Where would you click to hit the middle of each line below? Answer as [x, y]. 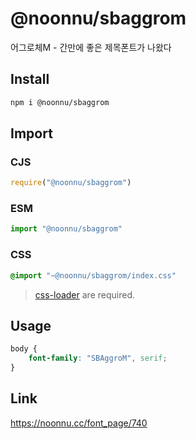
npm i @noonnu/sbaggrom [60, 102]
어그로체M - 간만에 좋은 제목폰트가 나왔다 [91, 47]
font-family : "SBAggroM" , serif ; [98, 358]
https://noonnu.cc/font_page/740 [79, 423]
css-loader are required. [84, 294]
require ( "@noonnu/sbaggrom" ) [71, 183]
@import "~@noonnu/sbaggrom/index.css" [93, 275]
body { [24, 349]
